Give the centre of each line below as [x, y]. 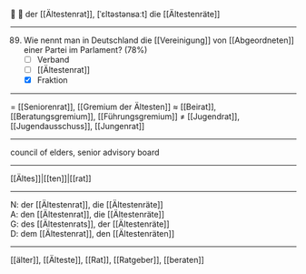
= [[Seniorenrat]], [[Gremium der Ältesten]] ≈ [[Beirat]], [114, 107]
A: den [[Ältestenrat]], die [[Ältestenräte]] [88, 215]
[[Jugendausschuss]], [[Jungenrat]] [78, 127]
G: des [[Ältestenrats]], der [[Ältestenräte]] [90, 224]
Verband [53, 60]
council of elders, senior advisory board [85, 152]
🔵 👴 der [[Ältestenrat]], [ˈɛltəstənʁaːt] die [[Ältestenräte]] [115, 14]
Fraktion [52, 80]
